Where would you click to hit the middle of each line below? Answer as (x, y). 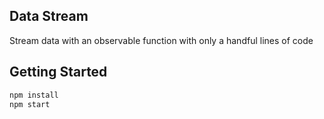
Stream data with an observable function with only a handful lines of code (161, 40)
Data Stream (49, 16)
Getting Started (58, 72)
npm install (34, 95)
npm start (30, 104)
